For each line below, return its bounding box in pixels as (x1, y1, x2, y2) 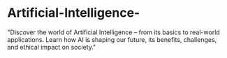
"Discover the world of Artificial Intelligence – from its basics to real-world (7, 28, 220, 36)
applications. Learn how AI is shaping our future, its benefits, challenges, (7, 35, 217, 43)
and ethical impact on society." (7, 43, 96, 51)
